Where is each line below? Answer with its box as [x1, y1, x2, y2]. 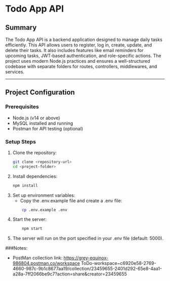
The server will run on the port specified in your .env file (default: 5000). [12, 236, 163, 242]
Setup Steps [5, 138, 36, 145]
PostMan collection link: [12, 255, 63, 261]
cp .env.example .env [22, 207, 67, 212]
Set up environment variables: [12, 192, 75, 198]
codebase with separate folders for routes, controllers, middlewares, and [5, 64, 157, 69]
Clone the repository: [12, 150, 57, 156]
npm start [22, 226, 42, 231]
